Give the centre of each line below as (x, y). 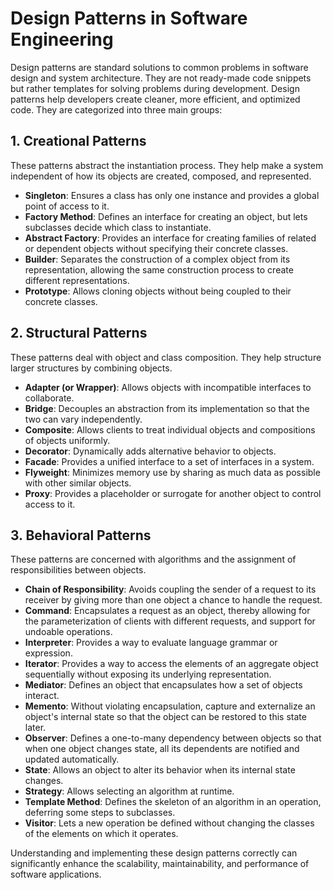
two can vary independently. (83, 419)
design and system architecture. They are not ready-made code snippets (161, 78)
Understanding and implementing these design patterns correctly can (154, 853)
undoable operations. (68, 632)
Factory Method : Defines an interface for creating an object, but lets (166, 216)
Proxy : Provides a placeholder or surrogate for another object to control (173, 493)
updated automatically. (72, 759)
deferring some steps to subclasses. (100, 813)
